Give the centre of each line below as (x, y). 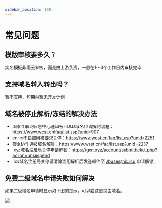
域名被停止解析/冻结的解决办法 (51, 114)
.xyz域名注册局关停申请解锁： (42, 150)
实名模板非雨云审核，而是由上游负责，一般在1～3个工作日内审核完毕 (73, 67)
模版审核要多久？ (31, 55)
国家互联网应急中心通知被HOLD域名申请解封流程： (63, 126)
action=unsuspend (31, 156)
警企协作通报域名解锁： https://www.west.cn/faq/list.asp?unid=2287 (80, 144)
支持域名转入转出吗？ (37, 84)
